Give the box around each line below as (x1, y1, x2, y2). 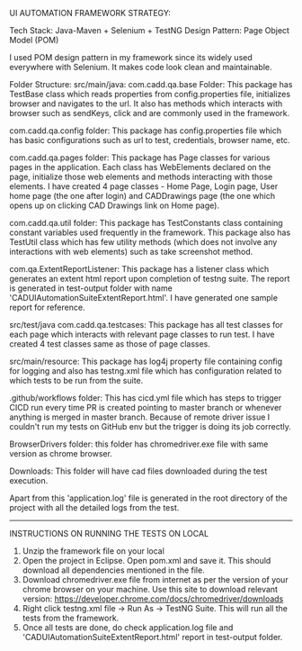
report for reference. (9, 302, 85, 312)
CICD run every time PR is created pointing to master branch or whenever (9, 402, 282, 412)
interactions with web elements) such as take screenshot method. (9, 247, 253, 257)
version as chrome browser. (9, 448, 112, 458)
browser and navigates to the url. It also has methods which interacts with (9, 98, 283, 109)
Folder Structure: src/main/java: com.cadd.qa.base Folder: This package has (9, 79, 293, 89)
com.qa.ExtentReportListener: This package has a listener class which (9, 264, 270, 274)
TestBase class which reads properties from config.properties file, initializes (9, 89, 290, 99)
